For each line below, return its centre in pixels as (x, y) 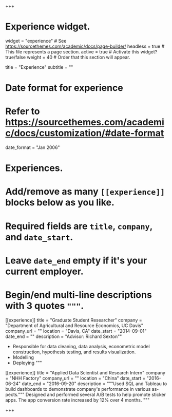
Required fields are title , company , (79, 226)
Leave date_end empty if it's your (76, 260)
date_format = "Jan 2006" (33, 147)
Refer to (23, 111)
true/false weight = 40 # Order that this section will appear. (68, 57)
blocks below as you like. (60, 203)
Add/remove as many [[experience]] (85, 192)
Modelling (23, 357)
